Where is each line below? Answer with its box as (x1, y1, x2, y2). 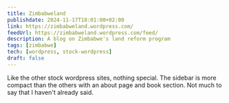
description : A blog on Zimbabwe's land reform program (7, 36, 171, 43)
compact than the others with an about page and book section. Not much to (7, 80, 222, 89)
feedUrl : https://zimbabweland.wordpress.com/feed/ (7, 29, 158, 36)
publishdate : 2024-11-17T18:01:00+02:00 (7, 16, 125, 23)
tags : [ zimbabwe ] (7, 42, 57, 49)
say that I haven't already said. (7, 88, 94, 96)
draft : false (7, 55, 45, 62)
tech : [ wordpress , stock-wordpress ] (7, 49, 112, 56)
